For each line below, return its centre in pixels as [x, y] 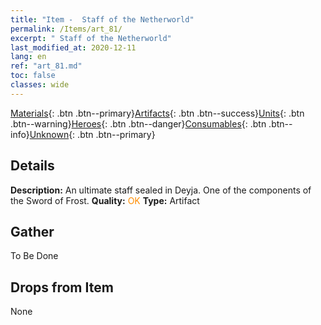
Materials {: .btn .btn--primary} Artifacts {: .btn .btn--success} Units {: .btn [157, 113]
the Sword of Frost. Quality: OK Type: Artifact [105, 200]
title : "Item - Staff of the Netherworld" [102, 19]
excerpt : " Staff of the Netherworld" [91, 38]
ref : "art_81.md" [46, 66]
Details [32, 166]
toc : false [33, 76]
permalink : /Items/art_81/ [66, 29]
